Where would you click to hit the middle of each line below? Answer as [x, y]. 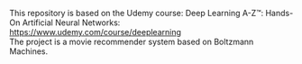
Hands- [279, 13]
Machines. [29, 51]
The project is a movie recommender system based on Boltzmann [132, 41]
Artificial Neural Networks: [71, 23]
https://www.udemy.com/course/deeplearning [96, 32]
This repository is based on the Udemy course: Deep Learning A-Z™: [137, 13]
